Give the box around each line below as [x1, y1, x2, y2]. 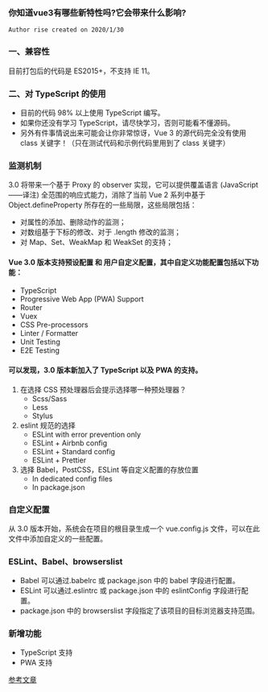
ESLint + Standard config [31, 446, 115, 456]
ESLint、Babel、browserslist [8, 556, 123, 567]
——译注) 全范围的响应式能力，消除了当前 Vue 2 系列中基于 [8, 190, 206, 200]
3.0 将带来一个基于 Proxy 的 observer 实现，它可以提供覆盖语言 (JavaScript [8, 180, 259, 190]
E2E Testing [19, 346, 60, 355]
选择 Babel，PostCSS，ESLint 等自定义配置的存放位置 [19, 465, 199, 474]
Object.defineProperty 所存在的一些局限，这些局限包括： [8, 200, 197, 210]
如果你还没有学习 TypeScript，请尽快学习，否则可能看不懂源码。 [19, 118, 235, 127]
